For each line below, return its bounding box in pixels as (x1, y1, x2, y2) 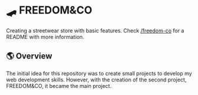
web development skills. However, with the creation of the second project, (6, 76, 187, 83)
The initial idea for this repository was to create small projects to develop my (6, 70, 192, 77)
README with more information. (6, 33, 85, 40)
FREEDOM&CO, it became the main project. (6, 82, 112, 89)
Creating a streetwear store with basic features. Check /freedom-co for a (6, 27, 184, 34)
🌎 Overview (6, 51, 53, 61)
